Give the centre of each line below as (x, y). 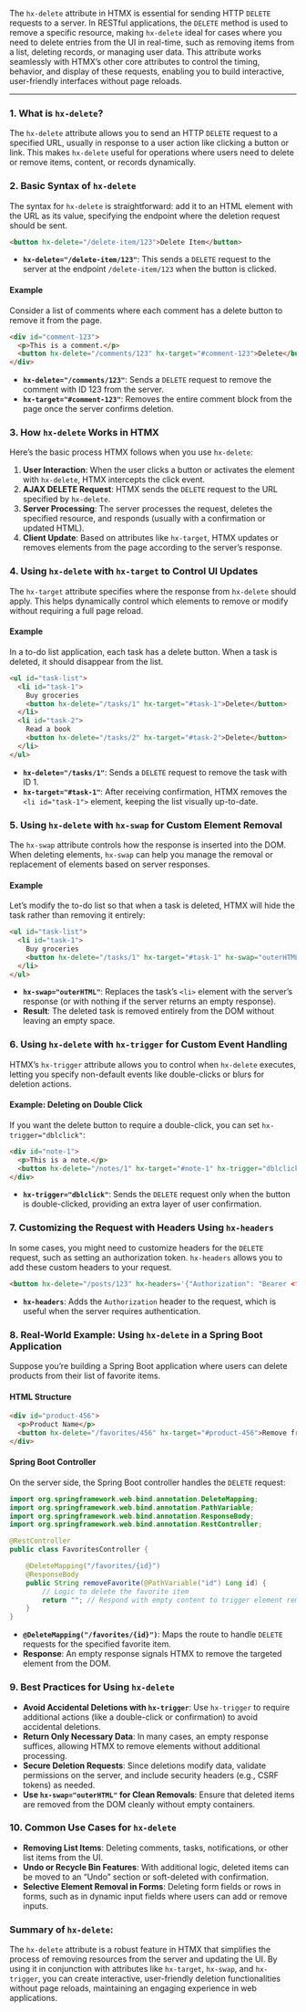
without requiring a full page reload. (76, 610)
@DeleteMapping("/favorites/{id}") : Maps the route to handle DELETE (153, 1635)
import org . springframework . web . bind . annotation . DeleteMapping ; (134, 1499)
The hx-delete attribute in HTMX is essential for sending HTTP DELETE (140, 13)
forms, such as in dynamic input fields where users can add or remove (155, 1896)
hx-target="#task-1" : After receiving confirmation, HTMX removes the (155, 791)
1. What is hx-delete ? (56, 113)
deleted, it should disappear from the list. (87, 661)
